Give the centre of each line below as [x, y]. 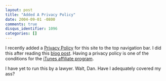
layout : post [19, 10]
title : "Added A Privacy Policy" [40, 15]
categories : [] [21, 33]
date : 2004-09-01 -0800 [30, 19]
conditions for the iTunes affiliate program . [50, 58]
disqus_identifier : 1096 [31, 29]
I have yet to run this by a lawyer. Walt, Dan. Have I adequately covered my [83, 68]
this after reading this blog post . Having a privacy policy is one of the [77, 53]
